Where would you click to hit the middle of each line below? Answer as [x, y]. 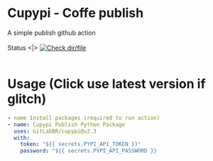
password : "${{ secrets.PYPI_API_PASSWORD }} [89, 151]
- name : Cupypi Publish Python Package [66, 124]
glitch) [27, 99]
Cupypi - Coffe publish [76, 13]
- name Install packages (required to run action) [84, 118]
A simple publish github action [51, 33]
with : [22, 138]
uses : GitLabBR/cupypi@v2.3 [55, 131]
